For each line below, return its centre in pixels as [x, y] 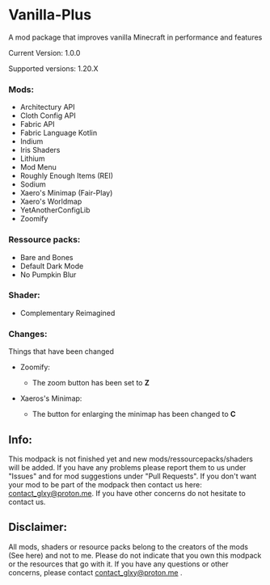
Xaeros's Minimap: [51, 398]
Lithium [32, 158]
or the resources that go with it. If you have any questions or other [118, 564]
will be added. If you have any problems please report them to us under [127, 467]
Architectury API [47, 107]
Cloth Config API [48, 116]
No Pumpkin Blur [48, 274]
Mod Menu [38, 167]
